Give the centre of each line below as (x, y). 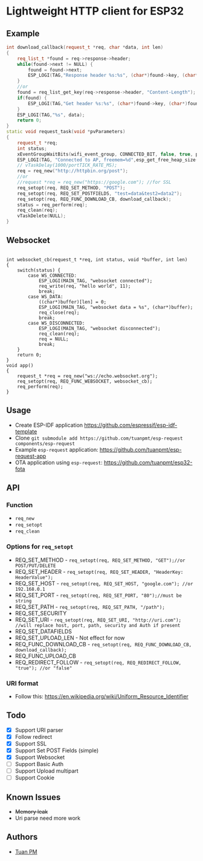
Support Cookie (34, 778)
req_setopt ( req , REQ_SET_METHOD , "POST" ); (71, 188)
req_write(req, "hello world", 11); (85, 286)
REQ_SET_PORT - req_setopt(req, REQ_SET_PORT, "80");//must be (98, 595)
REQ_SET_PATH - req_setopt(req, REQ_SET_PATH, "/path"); (90, 606)
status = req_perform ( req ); (52, 205)
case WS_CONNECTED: (53, 275)
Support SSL (31, 743)
